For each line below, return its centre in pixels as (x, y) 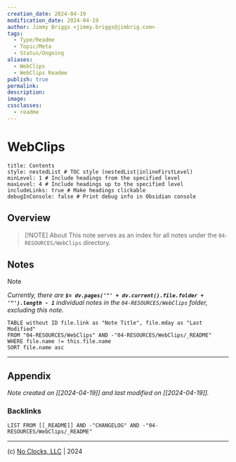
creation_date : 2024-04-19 (47, 14)
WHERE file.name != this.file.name (59, 342)
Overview (29, 218)
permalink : (23, 86)
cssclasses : (25, 106)
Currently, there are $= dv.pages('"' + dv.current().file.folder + (106, 295)
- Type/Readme (34, 40)
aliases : (20, 60)
